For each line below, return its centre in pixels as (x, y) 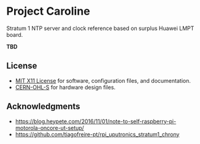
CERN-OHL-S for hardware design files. (65, 87)
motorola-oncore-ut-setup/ (50, 127)
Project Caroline (48, 11)
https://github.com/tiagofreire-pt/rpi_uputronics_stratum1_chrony (97, 134)
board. (15, 34)
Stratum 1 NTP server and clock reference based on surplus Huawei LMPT (100, 28)
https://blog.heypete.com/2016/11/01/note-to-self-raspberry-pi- (96, 121)
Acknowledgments (44, 106)
